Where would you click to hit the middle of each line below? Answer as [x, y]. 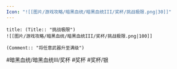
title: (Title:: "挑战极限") [41, 30]
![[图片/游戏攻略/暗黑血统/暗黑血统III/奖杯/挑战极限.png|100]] [79, 36]
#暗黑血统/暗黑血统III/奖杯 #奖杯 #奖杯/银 [57, 60]
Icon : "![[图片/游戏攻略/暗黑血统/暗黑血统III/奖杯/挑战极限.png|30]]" [89, 12]
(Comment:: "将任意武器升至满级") [45, 48]
